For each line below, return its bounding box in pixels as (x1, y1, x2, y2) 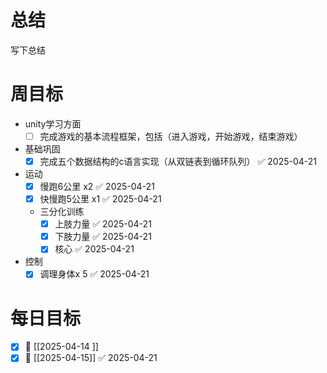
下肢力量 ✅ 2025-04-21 (54, 231, 152, 243)
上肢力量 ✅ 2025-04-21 (54, 218, 152, 230)
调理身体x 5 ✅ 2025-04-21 (39, 268, 150, 280)
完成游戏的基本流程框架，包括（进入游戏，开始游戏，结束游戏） (39, 130, 303, 142)
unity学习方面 (24, 117, 82, 130)
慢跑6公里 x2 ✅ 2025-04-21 (39, 181, 155, 192)
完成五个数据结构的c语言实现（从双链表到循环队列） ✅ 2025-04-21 (39, 155, 318, 167)
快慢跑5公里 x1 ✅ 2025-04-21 (39, 193, 162, 205)
